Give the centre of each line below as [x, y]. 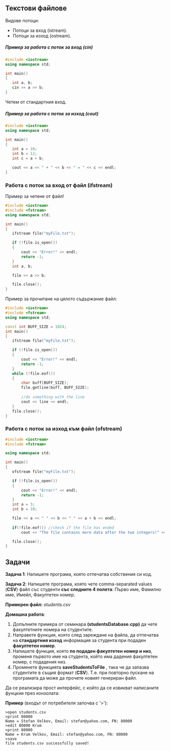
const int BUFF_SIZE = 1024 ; [36, 327]
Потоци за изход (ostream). [42, 35]
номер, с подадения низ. [39, 662]
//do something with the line [53, 397]
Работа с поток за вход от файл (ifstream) [59, 185]
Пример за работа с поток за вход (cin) [49, 47]
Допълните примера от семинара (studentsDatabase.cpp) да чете [85, 624]
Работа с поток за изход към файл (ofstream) [64, 429]
